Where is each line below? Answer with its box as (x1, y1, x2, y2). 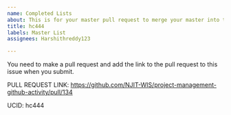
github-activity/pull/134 (7, 88, 74, 97)
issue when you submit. (7, 68, 74, 76)
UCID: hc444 (7, 101, 45, 110)
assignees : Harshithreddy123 (7, 36, 91, 42)
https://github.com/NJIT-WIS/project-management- (70, 81, 217, 89)
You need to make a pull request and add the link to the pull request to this (7, 60, 218, 68)
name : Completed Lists (7, 10, 72, 17)
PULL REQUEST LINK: (7, 81, 69, 89)
